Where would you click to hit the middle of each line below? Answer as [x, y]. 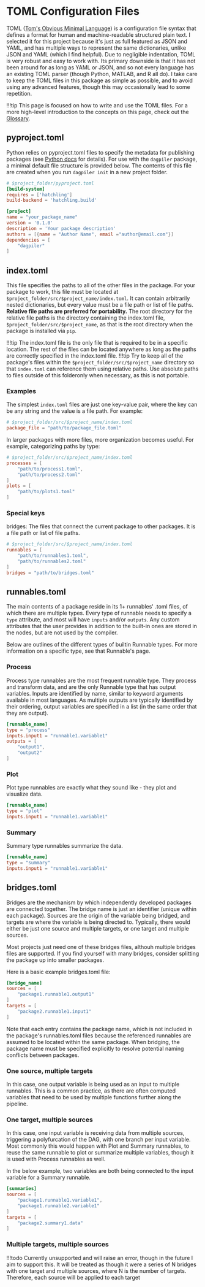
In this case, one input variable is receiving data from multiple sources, [95, 1133]
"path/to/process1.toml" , [50, 469]
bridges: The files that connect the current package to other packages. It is [101, 526]
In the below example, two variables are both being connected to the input [100, 1171]
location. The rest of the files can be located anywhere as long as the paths [102, 349]
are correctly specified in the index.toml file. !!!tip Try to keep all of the [95, 356]
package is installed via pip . [42, 331]
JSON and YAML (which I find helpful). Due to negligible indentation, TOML [101, 54]
